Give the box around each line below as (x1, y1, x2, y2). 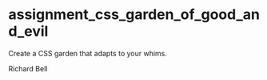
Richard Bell (8, 63, 48, 73)
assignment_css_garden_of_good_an (8, 6, 260, 24)
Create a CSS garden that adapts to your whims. (8, 48, 168, 58)
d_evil (8, 22, 49, 40)
